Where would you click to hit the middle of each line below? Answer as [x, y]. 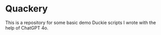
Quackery [26, 9]
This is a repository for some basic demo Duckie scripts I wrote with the [81, 22]
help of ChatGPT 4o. [27, 27]
